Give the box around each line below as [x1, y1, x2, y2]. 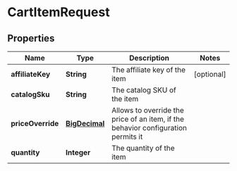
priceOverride [11, 119, 59, 128]
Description [129, 53, 169, 63]
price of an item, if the [111, 114, 185, 124]
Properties [7, 32, 55, 44]
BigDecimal [66, 119, 105, 128]
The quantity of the [111, 144, 175, 153]
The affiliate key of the [111, 65, 186, 75]
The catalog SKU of [111, 85, 176, 95]
